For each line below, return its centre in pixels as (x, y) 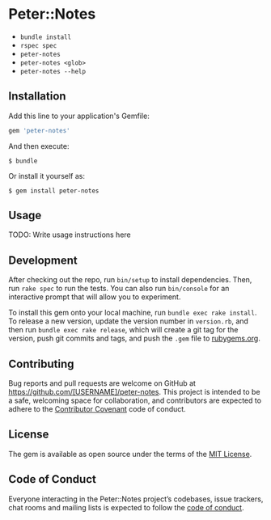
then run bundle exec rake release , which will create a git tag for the (123, 330)
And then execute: (39, 146)
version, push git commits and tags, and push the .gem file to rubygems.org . (135, 338)
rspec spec (38, 45)
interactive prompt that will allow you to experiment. (95, 297)
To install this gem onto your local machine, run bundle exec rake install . (133, 313)
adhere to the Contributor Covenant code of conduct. (97, 409)
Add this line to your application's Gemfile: (79, 116)
